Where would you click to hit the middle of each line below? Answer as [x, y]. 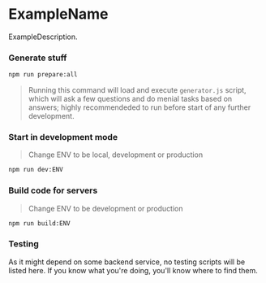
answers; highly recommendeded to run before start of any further [139, 107]
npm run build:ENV [39, 223]
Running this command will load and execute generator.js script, [137, 90]
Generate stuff [38, 58]
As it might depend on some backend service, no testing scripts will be [127, 262]
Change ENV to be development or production [106, 208]
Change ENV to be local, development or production [116, 155]
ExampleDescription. [43, 37]
